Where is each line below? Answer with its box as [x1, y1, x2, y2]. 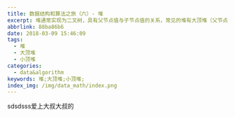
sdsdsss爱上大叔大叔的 [7, 102, 75, 111]
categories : [7, 62, 42, 69]
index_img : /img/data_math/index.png [7, 82, 117, 89]
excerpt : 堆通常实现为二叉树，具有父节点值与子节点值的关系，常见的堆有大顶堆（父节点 [7, 17, 229, 24]
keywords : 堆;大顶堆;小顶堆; [7, 75, 85, 83]
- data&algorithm [13, 69, 64, 76]
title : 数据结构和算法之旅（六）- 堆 [7, 10, 104, 18]
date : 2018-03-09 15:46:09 [7, 29, 86, 37]
